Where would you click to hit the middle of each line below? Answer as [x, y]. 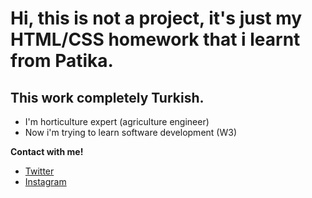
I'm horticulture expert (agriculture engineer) [117, 121]
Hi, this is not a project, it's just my [156, 18]
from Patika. [62, 61]
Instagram [45, 181]
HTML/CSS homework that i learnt [155, 39]
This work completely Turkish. [107, 97]
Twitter [39, 171]
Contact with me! [47, 151]
